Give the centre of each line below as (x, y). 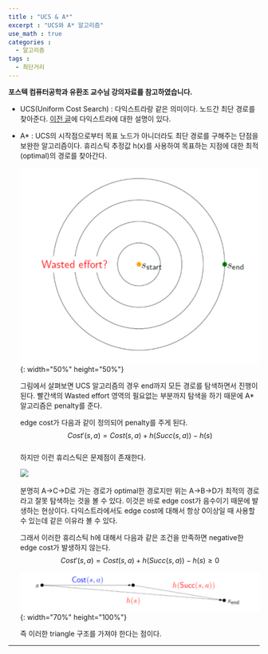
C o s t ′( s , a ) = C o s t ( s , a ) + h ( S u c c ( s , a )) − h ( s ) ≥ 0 (140, 560)
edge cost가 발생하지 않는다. (65, 547)
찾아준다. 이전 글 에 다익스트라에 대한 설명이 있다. (95, 119)
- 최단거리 (30, 68)
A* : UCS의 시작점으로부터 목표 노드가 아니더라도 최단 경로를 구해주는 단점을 (139, 135)
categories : (30, 42)
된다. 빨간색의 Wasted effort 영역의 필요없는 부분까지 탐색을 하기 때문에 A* (137, 395)
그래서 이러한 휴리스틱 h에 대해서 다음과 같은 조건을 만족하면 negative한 (132, 537)
